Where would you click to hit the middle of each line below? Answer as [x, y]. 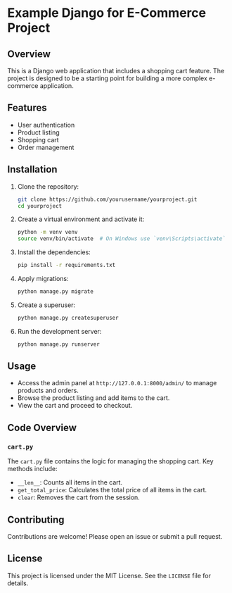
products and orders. [48, 391]
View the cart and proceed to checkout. [75, 406]
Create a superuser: [46, 305]
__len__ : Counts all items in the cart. [70, 482]
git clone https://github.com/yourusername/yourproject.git [107, 199]
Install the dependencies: [54, 252]
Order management [46, 147]
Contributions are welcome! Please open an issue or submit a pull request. [115, 536]
